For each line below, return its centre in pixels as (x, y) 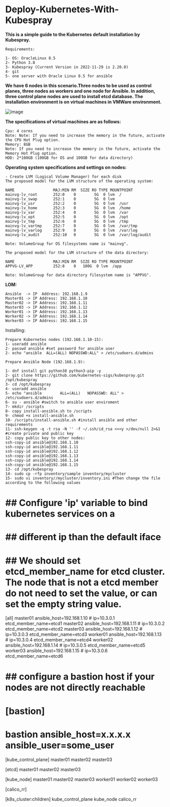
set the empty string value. (64, 604)
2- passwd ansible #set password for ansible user (60, 349)
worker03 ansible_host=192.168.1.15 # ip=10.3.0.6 (56, 651)
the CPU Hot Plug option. (33, 140)
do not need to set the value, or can (81, 593)
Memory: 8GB (18, 144)
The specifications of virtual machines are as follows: (63, 122)
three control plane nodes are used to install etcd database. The (74, 96)
